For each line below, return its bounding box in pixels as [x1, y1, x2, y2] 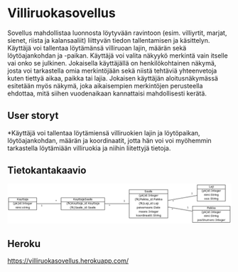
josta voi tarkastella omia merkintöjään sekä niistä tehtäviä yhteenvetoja [7, 66, 217, 75]
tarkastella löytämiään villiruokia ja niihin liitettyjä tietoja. [7, 144, 171, 152]
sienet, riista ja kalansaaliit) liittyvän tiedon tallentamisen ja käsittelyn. [7, 36, 210, 44]
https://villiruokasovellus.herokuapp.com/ [7, 256, 129, 265]
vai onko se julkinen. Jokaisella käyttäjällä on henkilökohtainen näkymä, [7, 58, 217, 67]
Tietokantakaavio [7, 164, 87, 177]
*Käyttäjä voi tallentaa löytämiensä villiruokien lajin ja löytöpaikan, [7, 128, 200, 137]
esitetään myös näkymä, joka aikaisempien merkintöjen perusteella [7, 81, 203, 90]
